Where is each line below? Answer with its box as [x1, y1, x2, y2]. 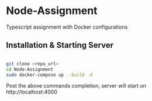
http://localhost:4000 [6, 89, 57, 96]
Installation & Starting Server [6, 40, 114, 50]
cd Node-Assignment [6, 66, 54, 72]
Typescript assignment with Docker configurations [6, 23, 128, 30]
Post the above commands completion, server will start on [6, 82, 146, 89]
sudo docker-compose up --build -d [6, 72, 93, 78]
